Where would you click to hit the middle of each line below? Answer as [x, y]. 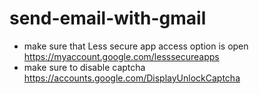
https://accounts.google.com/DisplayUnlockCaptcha [132, 78]
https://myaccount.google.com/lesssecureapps [121, 56]
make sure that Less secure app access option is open [136, 46]
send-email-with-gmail [108, 18]
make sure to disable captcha [84, 67]
